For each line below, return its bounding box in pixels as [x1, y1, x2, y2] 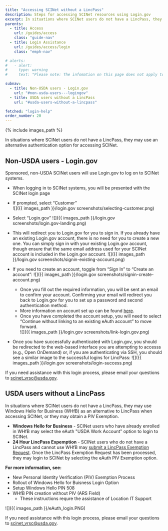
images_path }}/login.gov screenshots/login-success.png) [12, 359, 132, 365]
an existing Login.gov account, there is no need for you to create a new [12, 235, 159, 241]
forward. [19, 323, 38, 329]
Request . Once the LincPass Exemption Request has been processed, [12, 449, 156, 455]
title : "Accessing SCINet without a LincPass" [5, 7, 104, 12]
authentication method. [19, 302, 68, 308]
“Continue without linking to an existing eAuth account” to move [19, 318, 151, 324]
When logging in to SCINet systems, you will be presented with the [12, 184, 150, 190]
